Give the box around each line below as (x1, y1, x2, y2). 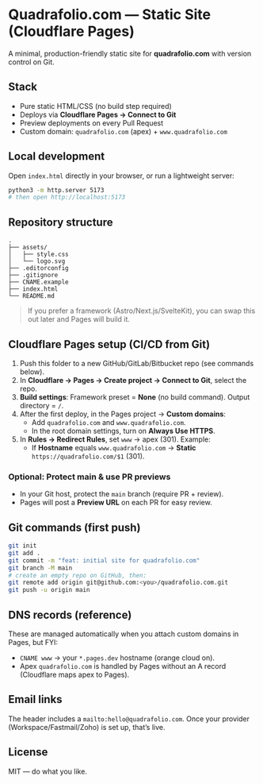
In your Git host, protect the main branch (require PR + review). (19, 489, 224, 499)
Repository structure (8, 215, 113, 229)
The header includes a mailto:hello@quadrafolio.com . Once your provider (8, 713, 250, 724)
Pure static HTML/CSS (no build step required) (19, 101, 172, 110)
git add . (8, 549, 41, 557)
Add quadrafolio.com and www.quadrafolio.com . (31, 417, 186, 427)
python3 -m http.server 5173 (8, 186, 105, 194)
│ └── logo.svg (8, 257, 66, 265)
